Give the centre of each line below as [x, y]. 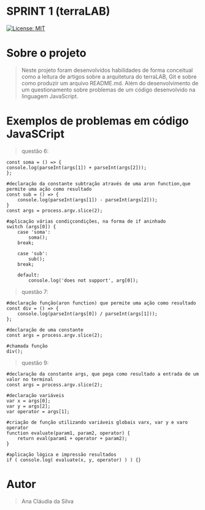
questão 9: [35, 363]
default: [29, 275]
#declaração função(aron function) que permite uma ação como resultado [101, 303]
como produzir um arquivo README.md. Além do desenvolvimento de [110, 83]
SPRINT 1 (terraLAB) [58, 11]
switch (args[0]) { [31, 226]
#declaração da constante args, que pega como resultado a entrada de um [103, 374]
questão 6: [35, 151]
